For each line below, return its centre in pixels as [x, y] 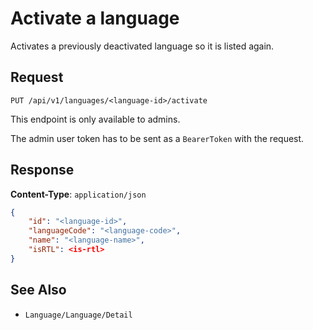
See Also [38, 290]
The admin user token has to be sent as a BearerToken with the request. [157, 138]
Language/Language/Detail [78, 315]
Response [42, 170]
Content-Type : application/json [78, 194]
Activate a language [95, 18]
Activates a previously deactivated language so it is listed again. [142, 46]
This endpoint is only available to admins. [95, 119]
